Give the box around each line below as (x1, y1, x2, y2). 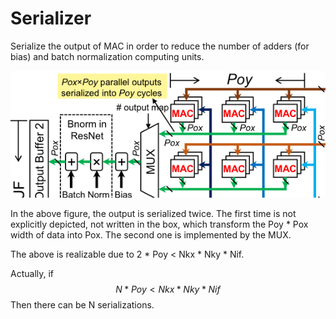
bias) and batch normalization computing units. (10, 50, 205, 62)
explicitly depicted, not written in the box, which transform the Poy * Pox (10, 218, 309, 230)
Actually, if (10, 267, 55, 279)
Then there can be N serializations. (10, 298, 155, 311)
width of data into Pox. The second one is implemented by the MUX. (10, 228, 292, 241)
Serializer (10, 7, 92, 30)
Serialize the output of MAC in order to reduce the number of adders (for (10, 40, 310, 52)
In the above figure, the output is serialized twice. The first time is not (10, 207, 297, 219)
